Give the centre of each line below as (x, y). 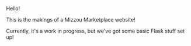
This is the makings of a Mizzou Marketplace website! (71, 20)
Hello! (13, 8)
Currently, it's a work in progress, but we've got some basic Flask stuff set (95, 31)
